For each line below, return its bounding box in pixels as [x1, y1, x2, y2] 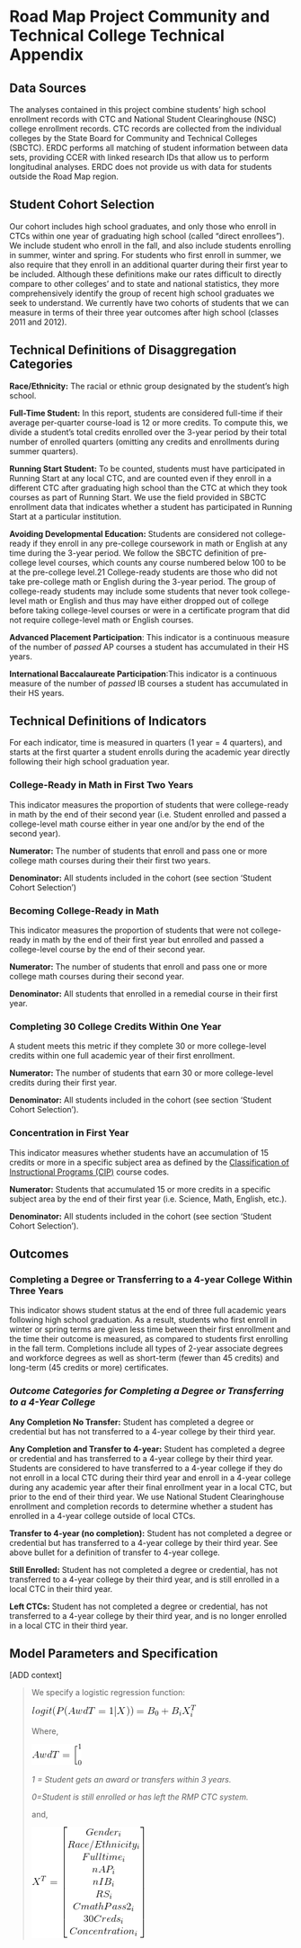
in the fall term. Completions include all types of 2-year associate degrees [9, 1343, 284, 1354]
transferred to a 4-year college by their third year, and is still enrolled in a [9, 1574, 280, 1585]
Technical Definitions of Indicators [9, 713, 207, 729]
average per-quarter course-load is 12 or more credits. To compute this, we [9, 416, 288, 428]
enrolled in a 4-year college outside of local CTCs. [9, 1510, 196, 1521]
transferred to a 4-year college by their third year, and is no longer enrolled [9, 1610, 288, 1621]
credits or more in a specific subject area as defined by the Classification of [9, 1157, 289, 1167]
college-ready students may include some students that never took [9, 585, 258, 596]
